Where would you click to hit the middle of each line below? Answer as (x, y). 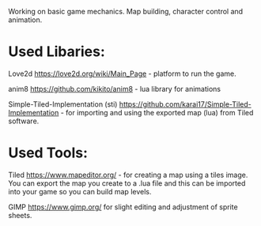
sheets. (20, 215)
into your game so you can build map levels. (80, 191)
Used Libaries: (57, 52)
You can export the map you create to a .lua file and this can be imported (127, 183)
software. (24, 121)
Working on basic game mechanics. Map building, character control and (126, 11)
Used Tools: (48, 153)
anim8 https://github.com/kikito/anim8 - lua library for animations (115, 89)
